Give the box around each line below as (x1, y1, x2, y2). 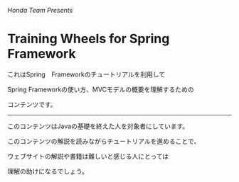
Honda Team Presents (7, 6, 73, 14)
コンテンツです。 (7, 100, 57, 108)
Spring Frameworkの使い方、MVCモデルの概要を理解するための (7, 85, 194, 93)
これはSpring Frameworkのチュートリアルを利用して (7, 70, 166, 79)
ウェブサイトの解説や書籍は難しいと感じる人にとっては (7, 152, 169, 160)
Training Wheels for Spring (7, 31, 170, 47)
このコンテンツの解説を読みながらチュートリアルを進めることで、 (7, 137, 201, 145)
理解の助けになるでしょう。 (7, 166, 89, 176)
